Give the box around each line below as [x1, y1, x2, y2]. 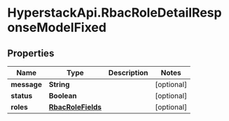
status [11, 91, 33, 100]
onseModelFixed [7, 19, 107, 35]
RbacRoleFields [48, 102, 102, 112]
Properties [7, 47, 55, 59]
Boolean [48, 91, 77, 100]
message [11, 80, 42, 89]
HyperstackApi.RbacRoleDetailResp [7, 5, 222, 21]
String [48, 80, 70, 89]
